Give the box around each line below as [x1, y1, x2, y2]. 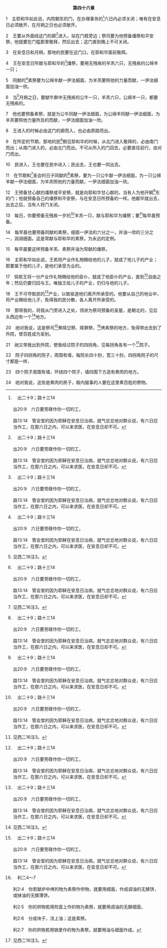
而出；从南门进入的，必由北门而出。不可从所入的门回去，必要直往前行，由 [5, 144, 158, 151]
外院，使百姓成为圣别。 [5, 331, 54, 337]
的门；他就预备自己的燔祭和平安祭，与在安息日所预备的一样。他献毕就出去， [5, 195, 162, 201]
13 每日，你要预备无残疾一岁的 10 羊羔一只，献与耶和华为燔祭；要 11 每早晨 [5, 211, 156, 218]
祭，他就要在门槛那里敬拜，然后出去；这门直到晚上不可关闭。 [5, 39, 132, 45]
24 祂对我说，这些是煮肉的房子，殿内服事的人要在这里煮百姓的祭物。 [5, 379, 150, 385]
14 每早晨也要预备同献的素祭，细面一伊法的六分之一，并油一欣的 [5, 229, 141, 235]
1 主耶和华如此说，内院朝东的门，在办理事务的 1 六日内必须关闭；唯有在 [5, 15, 153, 21]
